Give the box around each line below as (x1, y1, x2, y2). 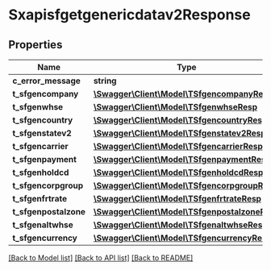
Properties (8, 38, 63, 52)
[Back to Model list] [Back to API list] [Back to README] (8, 253, 194, 263)
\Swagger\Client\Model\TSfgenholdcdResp (93, 167, 264, 178)
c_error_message (12, 75, 81, 86)
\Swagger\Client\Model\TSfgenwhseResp (93, 102, 258, 112)
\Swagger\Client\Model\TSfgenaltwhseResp (93, 219, 268, 231)
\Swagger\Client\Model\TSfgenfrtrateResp (93, 193, 262, 204)
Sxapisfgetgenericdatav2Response (8, 6, 252, 24)
